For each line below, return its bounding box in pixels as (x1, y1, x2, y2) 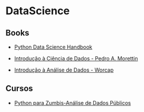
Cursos (5, 84, 33, 94)
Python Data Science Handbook (14, 43, 92, 50)
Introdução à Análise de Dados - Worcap (14, 66, 114, 73)
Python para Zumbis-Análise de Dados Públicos (14, 99, 131, 106)
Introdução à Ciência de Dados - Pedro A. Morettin (14, 55, 139, 62)
